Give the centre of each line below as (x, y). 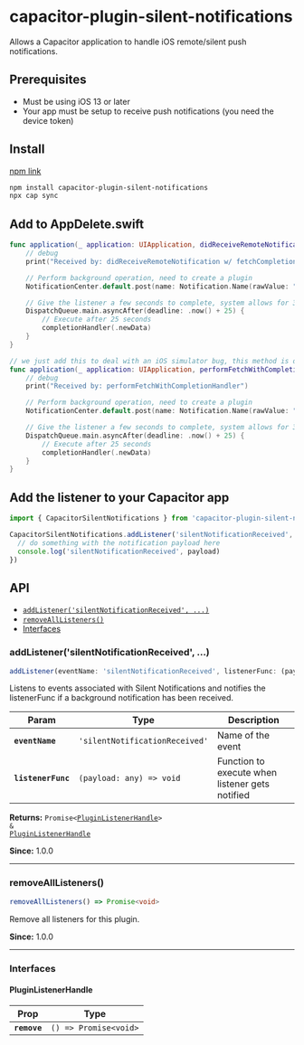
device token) (48, 120)
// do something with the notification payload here (119, 543)
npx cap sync (34, 196)
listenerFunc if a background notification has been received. (121, 698)
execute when (247, 773)
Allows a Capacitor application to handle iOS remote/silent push (128, 42)
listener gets (243, 784)
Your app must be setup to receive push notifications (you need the (148, 111)
